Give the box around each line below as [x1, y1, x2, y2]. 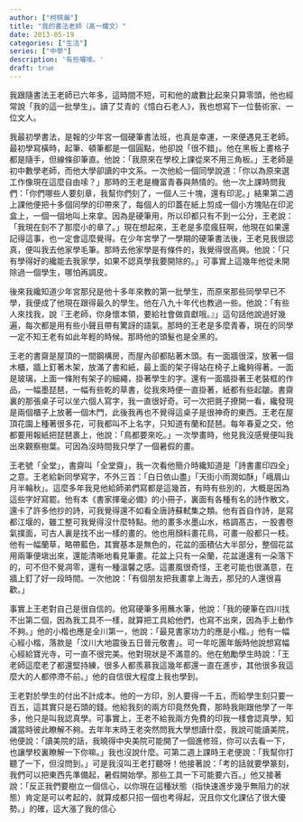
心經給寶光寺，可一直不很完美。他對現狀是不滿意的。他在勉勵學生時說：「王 [9, 648, 290, 659]
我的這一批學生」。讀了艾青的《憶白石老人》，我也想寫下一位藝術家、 [32, 100, 286, 111]
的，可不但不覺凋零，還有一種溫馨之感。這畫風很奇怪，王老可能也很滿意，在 [9, 561, 294, 572]
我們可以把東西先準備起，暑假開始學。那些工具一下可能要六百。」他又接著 [9, 769, 282, 780]
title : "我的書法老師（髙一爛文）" [9, 22, 127, 31]
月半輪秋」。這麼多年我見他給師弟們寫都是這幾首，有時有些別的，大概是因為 [9, 482, 290, 493]
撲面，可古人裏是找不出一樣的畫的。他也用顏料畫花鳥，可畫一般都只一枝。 [16, 528, 294, 538]
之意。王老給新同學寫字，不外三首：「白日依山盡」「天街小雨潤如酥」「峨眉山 [9, 471, 290, 481]
